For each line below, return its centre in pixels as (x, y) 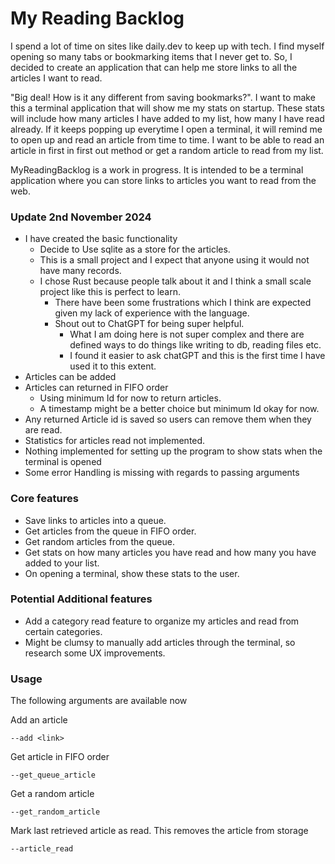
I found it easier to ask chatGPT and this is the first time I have (197, 356)
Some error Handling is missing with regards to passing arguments (162, 473)
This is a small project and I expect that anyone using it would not (174, 260)
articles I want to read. (56, 78)
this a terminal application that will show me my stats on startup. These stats (167, 108)
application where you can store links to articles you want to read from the (163, 180)
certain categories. (63, 631)
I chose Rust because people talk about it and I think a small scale (175, 281)
